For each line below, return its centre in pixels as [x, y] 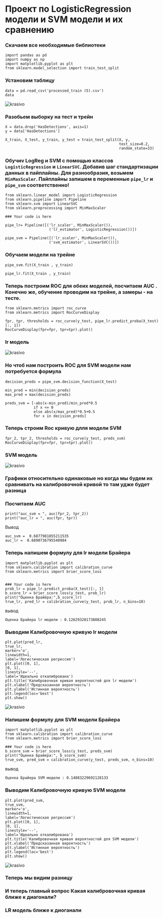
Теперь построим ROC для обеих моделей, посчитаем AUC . [81, 286]
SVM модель [21, 455]
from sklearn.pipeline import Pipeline [46, 199]
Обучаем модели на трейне [40, 255]
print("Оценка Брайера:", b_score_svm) [46, 756]
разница [16, 491]
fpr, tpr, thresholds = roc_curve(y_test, [49, 321]
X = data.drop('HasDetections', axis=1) [47, 127]
